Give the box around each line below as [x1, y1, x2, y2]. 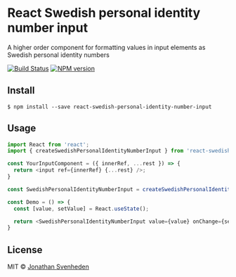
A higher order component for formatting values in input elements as [7, 43, 206, 51]
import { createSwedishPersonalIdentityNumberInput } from [7, 148, 184, 155]
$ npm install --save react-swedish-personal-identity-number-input [7, 103, 212, 110]
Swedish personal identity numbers [7, 51, 110, 59]
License [7, 244, 43, 256]
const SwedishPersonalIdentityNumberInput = [7, 186, 140, 193]
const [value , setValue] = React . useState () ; [13, 205, 150, 212]
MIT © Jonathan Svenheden [7, 262, 90, 271]
